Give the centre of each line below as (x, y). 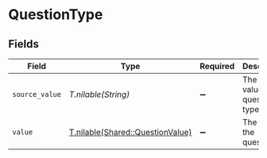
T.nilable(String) (99, 94)
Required (217, 66)
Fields (24, 44)
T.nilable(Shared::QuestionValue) (130, 132)
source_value (37, 94)
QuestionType (56, 15)
